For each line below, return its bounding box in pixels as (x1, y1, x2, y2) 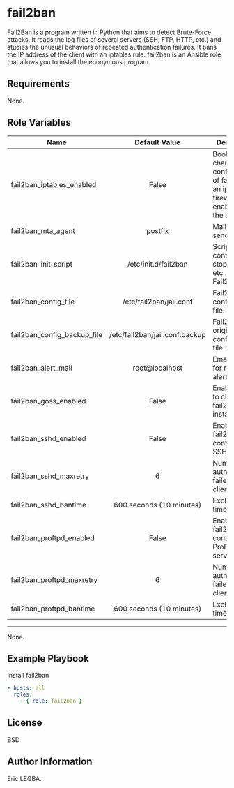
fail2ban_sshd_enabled (10, 433, 86, 443)
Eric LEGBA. (7, 774, 42, 782)
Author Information (7, 756, 93, 768)
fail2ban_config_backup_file (10, 329, 103, 339)
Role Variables (7, 117, 71, 128)
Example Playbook (7, 653, 89, 664)
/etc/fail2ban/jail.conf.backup (109, 329, 206, 339)
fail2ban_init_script (10, 259, 73, 269)
